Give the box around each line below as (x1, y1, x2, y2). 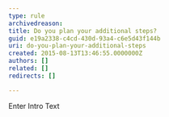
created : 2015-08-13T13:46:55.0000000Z (8, 49, 143, 57)
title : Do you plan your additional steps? (8, 27, 158, 35)
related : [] (8, 65, 49, 73)
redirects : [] (8, 72, 57, 80)
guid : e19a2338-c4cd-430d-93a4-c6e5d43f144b (8, 34, 161, 43)
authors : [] (8, 57, 49, 65)
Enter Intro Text (8, 101, 60, 111)
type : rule (8, 11, 45, 20)
